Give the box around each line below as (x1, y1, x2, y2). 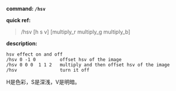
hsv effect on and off (6, 51, 63, 57)
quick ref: (6, 17, 31, 23)
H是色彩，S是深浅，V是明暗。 (6, 78, 81, 86)
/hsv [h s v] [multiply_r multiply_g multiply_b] (20, 28, 131, 35)
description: (6, 40, 38, 47)
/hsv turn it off (6, 67, 90, 73)
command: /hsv (6, 5, 46, 12)
